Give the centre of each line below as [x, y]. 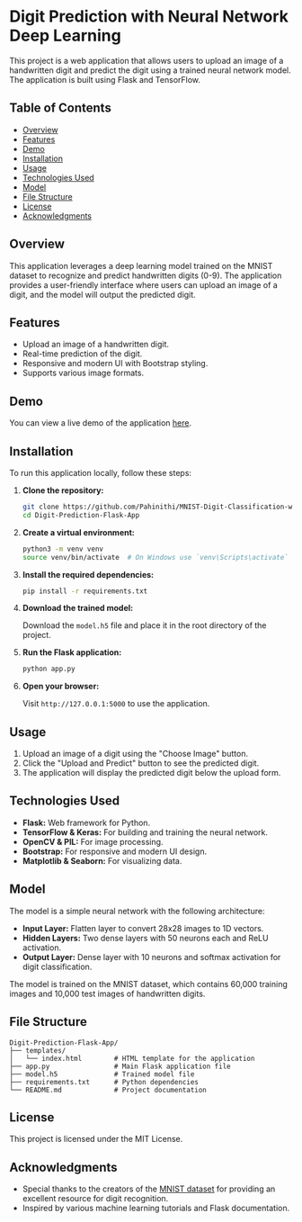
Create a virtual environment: [78, 532]
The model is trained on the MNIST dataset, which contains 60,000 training [148, 984]
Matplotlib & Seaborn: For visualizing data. [102, 860]
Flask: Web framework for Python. [86, 822]
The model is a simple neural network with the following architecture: [137, 911]
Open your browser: [61, 687]
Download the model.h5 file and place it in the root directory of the [144, 625]
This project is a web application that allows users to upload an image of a [147, 60]
